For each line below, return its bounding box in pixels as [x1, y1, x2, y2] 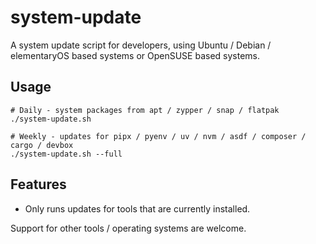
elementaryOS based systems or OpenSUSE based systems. [10, 49, 260, 61]
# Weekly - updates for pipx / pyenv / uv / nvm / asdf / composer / [10, 131, 307, 141]
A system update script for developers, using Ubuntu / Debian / [10, 39, 272, 51]
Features [10, 176, 67, 193]
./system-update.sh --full [10, 149, 123, 159]
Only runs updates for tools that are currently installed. [24, 202, 251, 215]
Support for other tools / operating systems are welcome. [10, 222, 247, 234]
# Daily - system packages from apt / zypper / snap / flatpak [10, 105, 280, 115]
